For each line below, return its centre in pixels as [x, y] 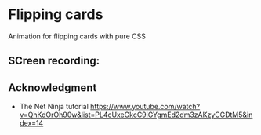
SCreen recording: [54, 61]
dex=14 [31, 123]
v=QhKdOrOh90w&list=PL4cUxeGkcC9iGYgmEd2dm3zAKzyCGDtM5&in [136, 115]
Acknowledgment [53, 88]
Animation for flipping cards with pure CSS [77, 36]
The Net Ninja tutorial [54, 107]
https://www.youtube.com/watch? [145, 107]
